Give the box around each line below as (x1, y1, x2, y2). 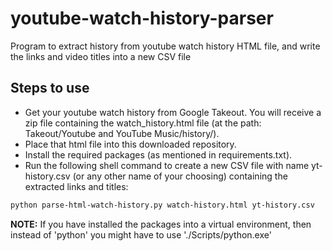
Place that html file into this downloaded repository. (24, 138, 237, 150)
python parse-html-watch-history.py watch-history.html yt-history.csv (10, 200, 315, 210)
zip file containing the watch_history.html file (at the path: (24, 117, 262, 129)
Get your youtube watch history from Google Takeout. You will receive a (24, 106, 322, 118)
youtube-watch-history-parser (10, 7, 274, 30)
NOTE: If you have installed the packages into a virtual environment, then (10, 218, 312, 230)
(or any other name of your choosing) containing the (72, 170, 288, 182)
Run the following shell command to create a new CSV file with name (24, 159, 310, 171)
